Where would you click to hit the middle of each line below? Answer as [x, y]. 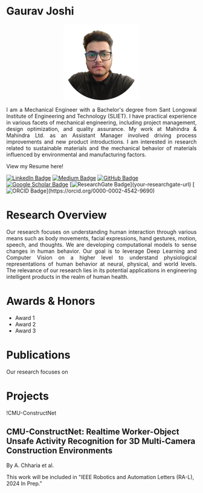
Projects [28, 396]
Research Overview [56, 215]
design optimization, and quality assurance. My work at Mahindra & [101, 129]
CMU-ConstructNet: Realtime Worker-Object [93, 432]
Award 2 [25, 324]
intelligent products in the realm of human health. [67, 276]
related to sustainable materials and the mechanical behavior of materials [101, 148]
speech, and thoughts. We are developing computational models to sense [101, 244]
